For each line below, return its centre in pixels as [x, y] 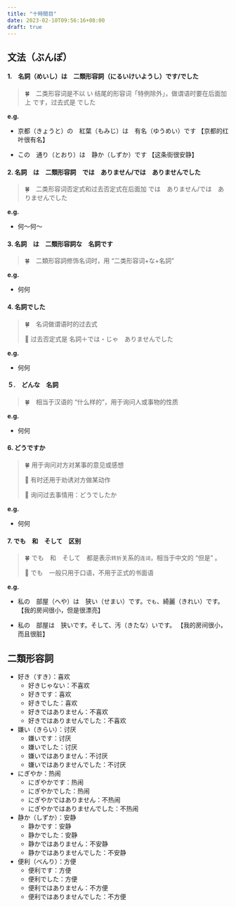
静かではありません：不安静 [68, 844]
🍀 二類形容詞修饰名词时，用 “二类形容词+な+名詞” [99, 261]
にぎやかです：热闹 [56, 782]
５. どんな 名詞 [33, 385]
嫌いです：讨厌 [50, 738]
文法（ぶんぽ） [40, 57]
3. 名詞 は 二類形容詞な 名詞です [60, 244]
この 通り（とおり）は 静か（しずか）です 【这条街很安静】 [107, 154]
